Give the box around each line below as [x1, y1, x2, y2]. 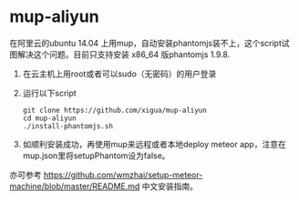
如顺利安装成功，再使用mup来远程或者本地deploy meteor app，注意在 [22, 138, 287, 149]
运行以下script [22, 87, 77, 98]
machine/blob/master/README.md [9, 180, 140, 192]
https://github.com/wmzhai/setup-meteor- [43, 169, 203, 180]
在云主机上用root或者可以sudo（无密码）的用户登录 [22, 68, 217, 79]
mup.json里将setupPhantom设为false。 [22, 150, 170, 161]
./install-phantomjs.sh [22, 121, 114, 131]
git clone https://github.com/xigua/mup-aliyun [22, 105, 207, 115]
